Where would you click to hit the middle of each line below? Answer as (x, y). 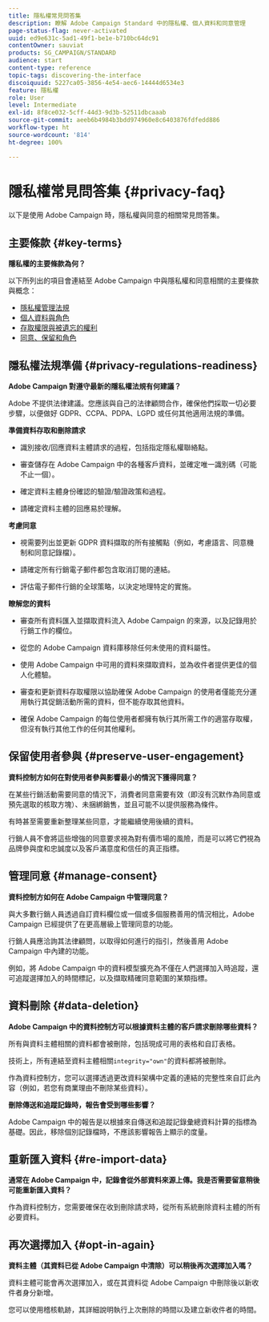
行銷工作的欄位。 (48, 631)
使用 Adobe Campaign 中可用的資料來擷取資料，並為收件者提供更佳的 (135, 665)
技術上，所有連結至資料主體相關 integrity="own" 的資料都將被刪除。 (119, 1060)
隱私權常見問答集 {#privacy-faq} (117, 191)
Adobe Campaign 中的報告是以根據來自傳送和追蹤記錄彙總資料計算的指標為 (133, 1122)
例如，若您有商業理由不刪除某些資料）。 (87, 1087)
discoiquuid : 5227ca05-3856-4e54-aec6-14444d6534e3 (96, 83)
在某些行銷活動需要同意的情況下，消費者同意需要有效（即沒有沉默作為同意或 (134, 794)
